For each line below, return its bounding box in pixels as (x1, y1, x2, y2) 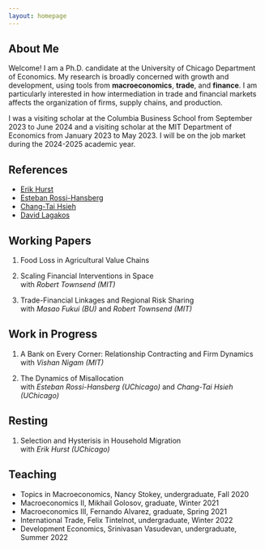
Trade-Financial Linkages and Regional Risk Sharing (19, 295, 194, 305)
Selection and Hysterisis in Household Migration (19, 435, 182, 445)
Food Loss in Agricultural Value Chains (19, 255, 150, 265)
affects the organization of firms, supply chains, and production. (8, 98, 223, 108)
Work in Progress (8, 328, 98, 341)
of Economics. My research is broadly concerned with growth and (8, 72, 229, 82)
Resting (8, 414, 49, 428)
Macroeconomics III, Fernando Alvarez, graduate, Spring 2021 (19, 506, 228, 516)
